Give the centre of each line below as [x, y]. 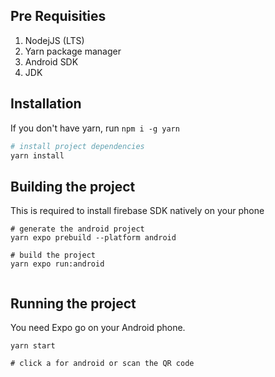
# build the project [53, 255]
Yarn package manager [73, 51]
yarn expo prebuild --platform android [93, 238]
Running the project [73, 303]
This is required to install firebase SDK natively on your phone [137, 211]
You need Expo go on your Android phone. [98, 327]
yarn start [33, 346]
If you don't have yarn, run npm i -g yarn [95, 128]
